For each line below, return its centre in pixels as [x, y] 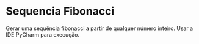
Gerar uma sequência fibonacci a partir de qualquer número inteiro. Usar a [99, 28]
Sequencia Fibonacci [60, 11]
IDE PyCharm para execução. [43, 34]
